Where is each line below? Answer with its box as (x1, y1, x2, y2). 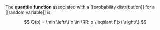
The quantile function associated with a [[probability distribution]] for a (5, 4, 155, 10)
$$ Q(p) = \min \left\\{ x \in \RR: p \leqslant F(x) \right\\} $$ (24, 19, 147, 25)
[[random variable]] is (5, 9, 51, 15)
